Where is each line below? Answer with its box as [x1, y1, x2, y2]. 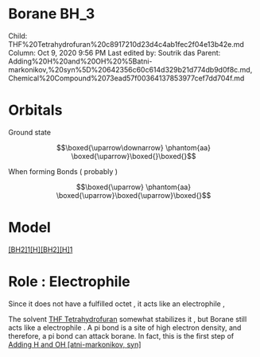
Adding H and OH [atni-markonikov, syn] [8, 340, 142, 349]
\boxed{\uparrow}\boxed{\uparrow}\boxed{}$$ [56, 190, 211, 200]
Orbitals [8, 101, 63, 119]
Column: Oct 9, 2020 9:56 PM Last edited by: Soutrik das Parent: [8, 48, 221, 57]
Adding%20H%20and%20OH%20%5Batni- [8, 56, 153, 66]
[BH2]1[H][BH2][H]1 [8, 244, 73, 254]
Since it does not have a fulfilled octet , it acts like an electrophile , [8, 299, 225, 308]
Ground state [8, 127, 52, 137]
